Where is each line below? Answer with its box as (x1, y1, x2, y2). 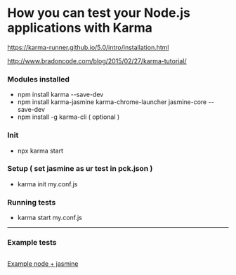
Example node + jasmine (7, 260, 79, 268)
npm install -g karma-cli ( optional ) (17, 113, 120, 121)
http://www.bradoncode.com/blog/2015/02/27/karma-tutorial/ (7, 56, 188, 65)
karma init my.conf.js (17, 179, 78, 188)
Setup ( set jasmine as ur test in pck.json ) (7, 164, 153, 174)
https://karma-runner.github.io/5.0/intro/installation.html (7, 43, 169, 51)
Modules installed (7, 74, 70, 84)
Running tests (7, 197, 56, 207)
